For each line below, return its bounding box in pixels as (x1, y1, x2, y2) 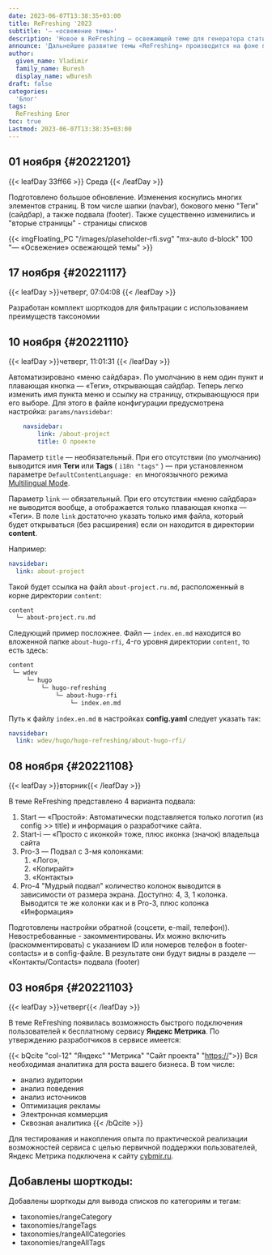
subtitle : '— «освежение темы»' (8, 27, 117, 35)
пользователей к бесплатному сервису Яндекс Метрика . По (8, 1026, 220, 1036)
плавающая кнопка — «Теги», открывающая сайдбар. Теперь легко (8, 381, 244, 391)
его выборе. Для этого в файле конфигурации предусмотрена (8, 398, 224, 408)
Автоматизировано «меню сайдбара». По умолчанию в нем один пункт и (8, 372, 264, 382)
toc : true (8, 118, 42, 126)
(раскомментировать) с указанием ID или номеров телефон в (8, 940, 223, 949)
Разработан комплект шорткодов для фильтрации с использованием (8, 303, 249, 313)
